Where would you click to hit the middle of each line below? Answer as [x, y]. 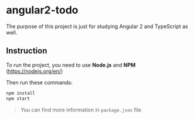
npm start [18, 99]
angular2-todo [42, 10]
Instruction [27, 51]
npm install [21, 93]
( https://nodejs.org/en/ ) [35, 71]
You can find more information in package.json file [81, 110]
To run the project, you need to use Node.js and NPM [71, 65]
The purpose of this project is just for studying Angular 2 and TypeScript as [97, 26]
